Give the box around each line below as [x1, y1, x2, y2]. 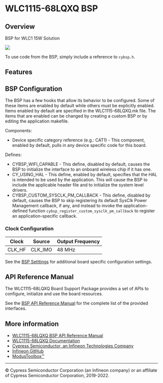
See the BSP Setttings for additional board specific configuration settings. [5, 259, 153, 264]
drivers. [12, 187, 28, 193]
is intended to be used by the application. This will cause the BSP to [12, 177, 148, 183]
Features [5, 68, 33, 76]
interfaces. [5, 305, 27, 311]
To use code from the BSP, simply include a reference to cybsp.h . [5, 54, 135, 60]
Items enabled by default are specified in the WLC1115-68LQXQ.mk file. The [5, 108, 156, 114]
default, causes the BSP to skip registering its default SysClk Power [12, 198, 147, 203]
